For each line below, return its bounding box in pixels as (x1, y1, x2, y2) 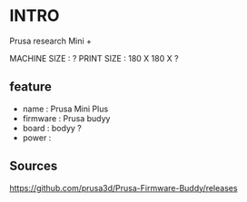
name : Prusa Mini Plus (22, 103, 109, 114)
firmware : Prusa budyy (22, 112, 111, 123)
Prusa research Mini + (9, 35, 93, 46)
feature (9, 79, 53, 95)
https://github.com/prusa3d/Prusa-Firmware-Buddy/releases (9, 182, 238, 193)
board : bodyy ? (22, 122, 82, 133)
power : (22, 132, 52, 143)
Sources (9, 159, 58, 174)
